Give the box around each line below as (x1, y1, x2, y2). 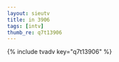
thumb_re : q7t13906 (7, 29, 63, 36)
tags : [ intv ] (7, 22, 44, 29)
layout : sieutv (7, 10, 50, 17)
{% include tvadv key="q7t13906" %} (7, 48, 112, 56)
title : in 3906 (7, 16, 50, 23)
